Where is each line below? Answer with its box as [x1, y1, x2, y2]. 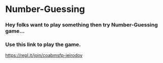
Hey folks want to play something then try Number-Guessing [5, 21, 158, 28]
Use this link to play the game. [5, 41, 81, 48]
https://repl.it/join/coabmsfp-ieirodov [5, 52, 83, 58]
